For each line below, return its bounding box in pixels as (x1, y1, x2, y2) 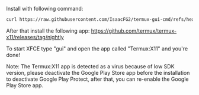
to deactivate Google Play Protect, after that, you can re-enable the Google (6, 75, 189, 83)
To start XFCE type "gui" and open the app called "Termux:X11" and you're (6, 45, 188, 52)
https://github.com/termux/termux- (91, 27, 177, 34)
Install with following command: (6, 5, 84, 12)
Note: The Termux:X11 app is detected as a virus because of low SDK (6, 62, 175, 70)
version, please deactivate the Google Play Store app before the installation (6, 69, 190, 76)
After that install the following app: (6, 27, 90, 34)
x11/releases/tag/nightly (6, 33, 64, 40)
